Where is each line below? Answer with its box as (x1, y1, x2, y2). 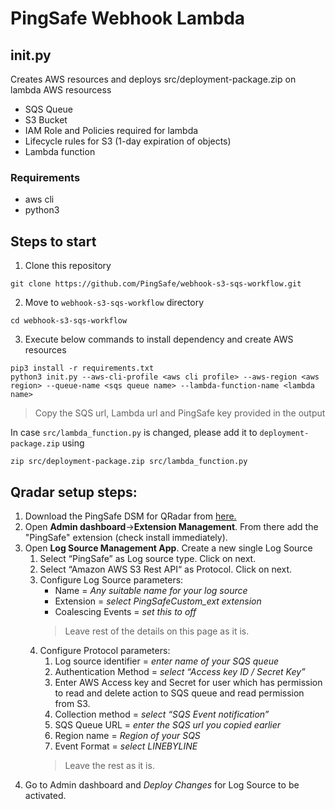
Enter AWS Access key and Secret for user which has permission (54, 676, 323, 688)
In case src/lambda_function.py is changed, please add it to (10, 427, 258, 439)
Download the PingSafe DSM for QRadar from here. (24, 510, 237, 522)
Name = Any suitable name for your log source (54, 584, 248, 596)
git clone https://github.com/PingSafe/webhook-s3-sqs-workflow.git (10, 279, 302, 289)
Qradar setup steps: (10, 483, 138, 501)
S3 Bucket (24, 114, 68, 126)
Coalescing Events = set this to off (54, 605, 197, 617)
